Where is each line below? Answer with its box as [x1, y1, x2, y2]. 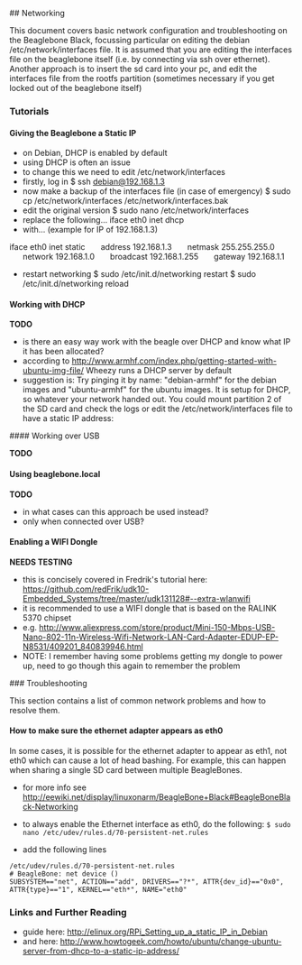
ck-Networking [22, 801, 78, 812]
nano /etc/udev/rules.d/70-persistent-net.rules [22, 828, 209, 837]
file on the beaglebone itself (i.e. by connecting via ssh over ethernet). [9, 54, 270, 64]
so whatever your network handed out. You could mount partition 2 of [22, 394, 282, 405]
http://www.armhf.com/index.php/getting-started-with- [71, 355, 278, 366]
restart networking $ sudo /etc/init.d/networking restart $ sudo [22, 269, 257, 280]
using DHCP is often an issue [22, 157, 131, 168]
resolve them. [9, 704, 60, 715]
